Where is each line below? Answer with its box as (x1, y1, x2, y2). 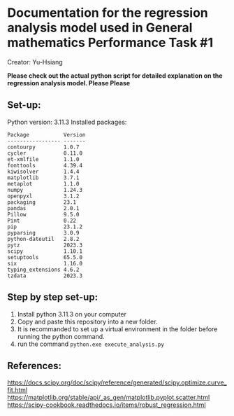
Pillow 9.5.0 (7, 211, 80, 218)
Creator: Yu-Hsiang (7, 57, 63, 66)
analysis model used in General (7, 20, 193, 36)
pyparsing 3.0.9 (7, 229, 80, 236)
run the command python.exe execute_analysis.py (17, 340, 164, 348)
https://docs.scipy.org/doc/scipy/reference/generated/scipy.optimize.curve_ (7, 378, 227, 387)
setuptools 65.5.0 (7, 254, 82, 261)
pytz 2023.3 (7, 242, 82, 249)
